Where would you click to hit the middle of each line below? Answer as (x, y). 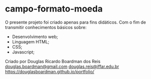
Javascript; (23, 52)
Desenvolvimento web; (35, 37)
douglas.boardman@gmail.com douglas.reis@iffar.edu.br (62, 66)
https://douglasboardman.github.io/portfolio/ (50, 71)
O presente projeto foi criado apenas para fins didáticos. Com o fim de (75, 22)
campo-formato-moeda (54, 9)
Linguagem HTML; (31, 41)
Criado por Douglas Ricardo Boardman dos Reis (53, 61)
